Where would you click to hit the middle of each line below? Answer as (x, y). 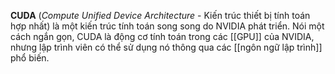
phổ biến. (30, 58)
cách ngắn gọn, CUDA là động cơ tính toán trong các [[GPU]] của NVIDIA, (162, 36)
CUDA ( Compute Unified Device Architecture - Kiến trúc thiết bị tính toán (160, 15)
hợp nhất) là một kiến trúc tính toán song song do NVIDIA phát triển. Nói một (167, 26)
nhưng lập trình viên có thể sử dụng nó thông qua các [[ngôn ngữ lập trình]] (166, 47)
